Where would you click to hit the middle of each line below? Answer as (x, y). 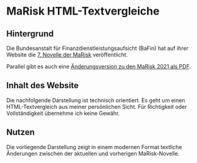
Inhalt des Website (43, 85)
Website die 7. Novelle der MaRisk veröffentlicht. (67, 55)
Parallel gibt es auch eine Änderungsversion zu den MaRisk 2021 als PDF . (99, 66)
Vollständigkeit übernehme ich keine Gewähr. (63, 113)
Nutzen (20, 132)
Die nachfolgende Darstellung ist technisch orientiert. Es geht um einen (96, 100)
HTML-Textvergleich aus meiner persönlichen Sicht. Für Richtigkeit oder (97, 106)
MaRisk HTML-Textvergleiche (83, 11)
